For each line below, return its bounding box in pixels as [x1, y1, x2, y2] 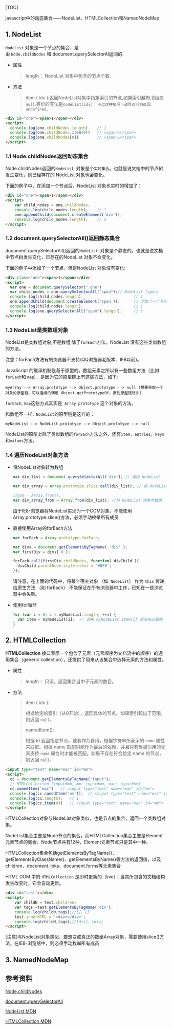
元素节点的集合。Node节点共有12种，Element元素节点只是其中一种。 [5, 839, 151, 845]
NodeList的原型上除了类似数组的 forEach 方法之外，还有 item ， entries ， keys [5, 431, 165, 437]
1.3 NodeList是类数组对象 [5, 326, 69, 334]
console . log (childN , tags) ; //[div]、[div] [14, 919, 103, 924]
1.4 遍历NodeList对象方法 [5, 451, 69, 458]
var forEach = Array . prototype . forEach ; [12, 535, 100, 540]
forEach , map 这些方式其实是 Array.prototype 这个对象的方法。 [5, 400, 137, 406]
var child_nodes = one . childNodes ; [14, 203, 91, 208]
